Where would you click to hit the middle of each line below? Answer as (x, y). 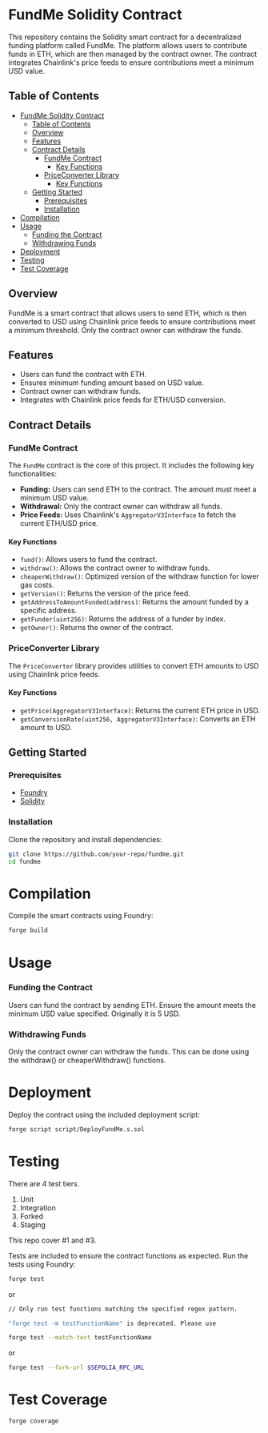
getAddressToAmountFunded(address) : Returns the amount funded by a (134, 602)
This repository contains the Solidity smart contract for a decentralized (125, 37)
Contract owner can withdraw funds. (80, 391)
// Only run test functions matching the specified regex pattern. (123, 1309)
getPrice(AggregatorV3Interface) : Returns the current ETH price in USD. (140, 710)
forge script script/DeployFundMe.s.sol (77, 1130)
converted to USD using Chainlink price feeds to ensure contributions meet (132, 321)
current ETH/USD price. (59, 524)
